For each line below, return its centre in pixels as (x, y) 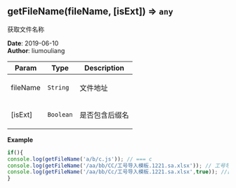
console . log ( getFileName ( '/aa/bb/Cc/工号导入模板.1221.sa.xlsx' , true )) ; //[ (119, 172)
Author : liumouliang (36, 50)
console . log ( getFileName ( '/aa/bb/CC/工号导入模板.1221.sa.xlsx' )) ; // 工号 (117, 166)
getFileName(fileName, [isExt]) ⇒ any (90, 12)
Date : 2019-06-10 (33, 43)
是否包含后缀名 (104, 115)
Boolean (60, 114)
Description (104, 68)
